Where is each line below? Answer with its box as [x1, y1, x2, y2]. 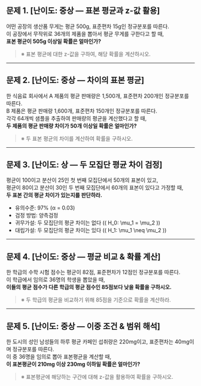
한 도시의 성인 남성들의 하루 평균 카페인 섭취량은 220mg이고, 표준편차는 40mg [6, 338, 190, 345]
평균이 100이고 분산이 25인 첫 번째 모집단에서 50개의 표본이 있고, [6, 177, 159, 184]
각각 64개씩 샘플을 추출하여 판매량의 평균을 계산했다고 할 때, [6, 114, 147, 121]
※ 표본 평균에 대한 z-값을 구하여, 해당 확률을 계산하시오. [20, 50, 151, 57]
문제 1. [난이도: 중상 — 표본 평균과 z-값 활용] [6, 5, 160, 16]
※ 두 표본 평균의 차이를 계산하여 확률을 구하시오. [20, 135, 133, 142]
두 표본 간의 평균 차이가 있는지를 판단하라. [6, 192, 103, 199]
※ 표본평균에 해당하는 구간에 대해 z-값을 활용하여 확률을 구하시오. [20, 373, 173, 381]
